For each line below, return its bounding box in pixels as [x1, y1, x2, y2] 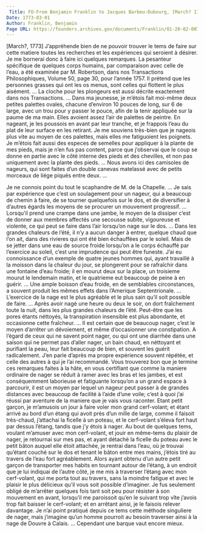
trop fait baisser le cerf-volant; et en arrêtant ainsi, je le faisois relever [6, 500, 181, 508]
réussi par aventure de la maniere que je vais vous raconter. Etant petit [6, 397, 183, 405]
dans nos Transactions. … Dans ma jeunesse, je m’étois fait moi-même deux [6, 94, 197, 102]
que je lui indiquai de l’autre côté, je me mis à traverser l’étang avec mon [6, 468, 187, 475]
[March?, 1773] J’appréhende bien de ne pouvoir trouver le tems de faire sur [6, 43, 197, 50]
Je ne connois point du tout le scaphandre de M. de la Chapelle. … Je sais [6, 184, 191, 191]
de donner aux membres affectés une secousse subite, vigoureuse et [6, 216, 180, 223]
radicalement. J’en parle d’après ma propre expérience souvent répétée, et [6, 352, 194, 359]
